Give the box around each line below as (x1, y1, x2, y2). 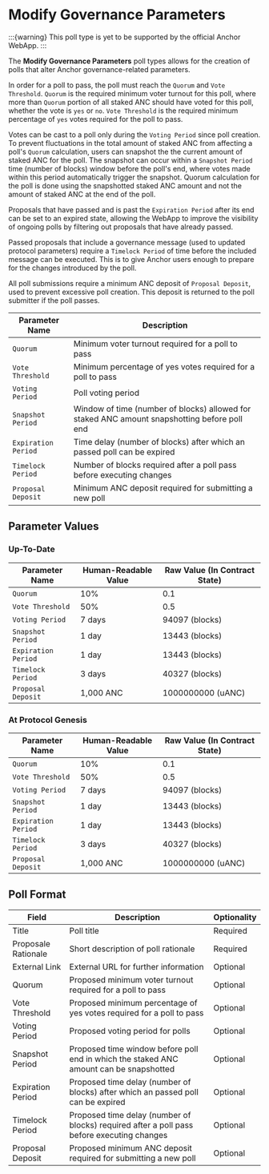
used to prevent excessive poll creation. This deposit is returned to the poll (8, 287, 255, 297)
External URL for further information (69, 961, 204, 972)
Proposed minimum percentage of (69, 997, 198, 1008)
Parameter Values (8, 519, 99, 534)
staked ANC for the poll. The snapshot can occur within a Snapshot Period (8, 155, 254, 165)
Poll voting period (73, 387, 140, 398)
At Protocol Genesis (8, 714, 88, 725)
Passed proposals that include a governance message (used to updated (8, 237, 246, 247)
